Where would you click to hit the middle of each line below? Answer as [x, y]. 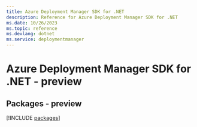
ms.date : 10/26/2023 [32, 23]
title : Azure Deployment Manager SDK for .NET [65, 12]
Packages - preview [44, 103]
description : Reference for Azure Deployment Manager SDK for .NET [92, 17]
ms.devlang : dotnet [31, 34]
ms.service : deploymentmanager [45, 39]
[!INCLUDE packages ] [33, 118]
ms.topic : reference [32, 28]
